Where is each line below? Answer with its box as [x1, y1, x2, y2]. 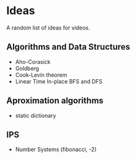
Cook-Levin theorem [15, 71, 67, 79]
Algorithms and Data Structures [6, 42, 130, 52]
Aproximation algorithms [6, 96, 104, 106]
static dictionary [15, 112, 56, 119]
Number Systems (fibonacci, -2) [15, 145, 97, 153]
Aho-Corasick [15, 58, 51, 65]
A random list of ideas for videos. [6, 24, 91, 31]
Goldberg [15, 64, 39, 72]
